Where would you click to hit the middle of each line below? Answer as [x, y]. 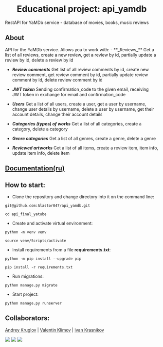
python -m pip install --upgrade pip [43, 259]
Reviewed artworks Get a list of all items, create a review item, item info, [85, 148]
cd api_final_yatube [26, 214]
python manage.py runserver [34, 303]
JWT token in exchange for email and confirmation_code [69, 94]
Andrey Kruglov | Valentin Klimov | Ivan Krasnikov [55, 330]
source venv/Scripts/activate [36, 241]
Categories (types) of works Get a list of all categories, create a [77, 123]
